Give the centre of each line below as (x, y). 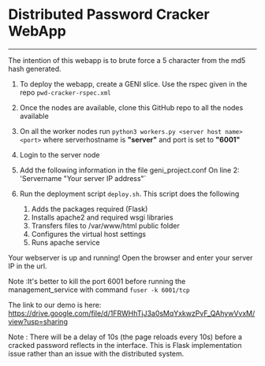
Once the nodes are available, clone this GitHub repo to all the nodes (131, 107)
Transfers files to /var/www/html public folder (105, 225)
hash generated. (35, 68)
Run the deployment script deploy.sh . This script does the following (129, 194)
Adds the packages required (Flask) (90, 209)
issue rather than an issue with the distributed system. (96, 353)
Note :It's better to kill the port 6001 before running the (97, 281)
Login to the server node (60, 154)
